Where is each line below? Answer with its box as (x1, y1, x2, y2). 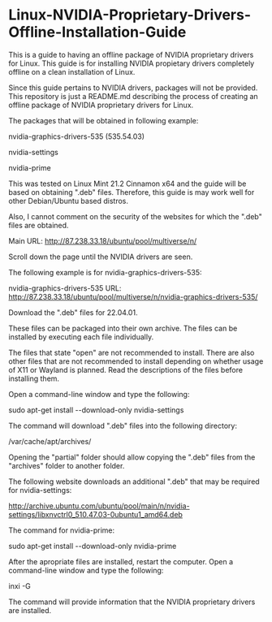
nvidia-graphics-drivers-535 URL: (8, 283, 122, 293)
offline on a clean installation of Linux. (8, 67, 136, 76)
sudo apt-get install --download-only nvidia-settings (8, 404, 184, 415)
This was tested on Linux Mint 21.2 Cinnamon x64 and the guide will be (8, 179, 247, 188)
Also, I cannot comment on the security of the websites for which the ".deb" (8, 211, 262, 221)
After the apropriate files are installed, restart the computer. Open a (8, 556, 234, 566)
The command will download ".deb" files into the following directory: (8, 421, 238, 430)
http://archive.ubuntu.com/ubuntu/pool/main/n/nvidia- (8, 501, 190, 511)
